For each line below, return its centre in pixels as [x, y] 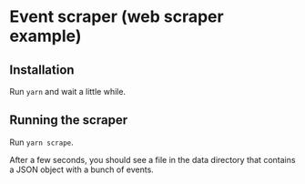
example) [46, 36]
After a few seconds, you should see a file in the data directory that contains [152, 159]
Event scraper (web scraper [117, 17]
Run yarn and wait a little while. [67, 92]
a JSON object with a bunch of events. [82, 169]
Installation [42, 70]
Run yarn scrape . [42, 142]
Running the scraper [69, 120]
